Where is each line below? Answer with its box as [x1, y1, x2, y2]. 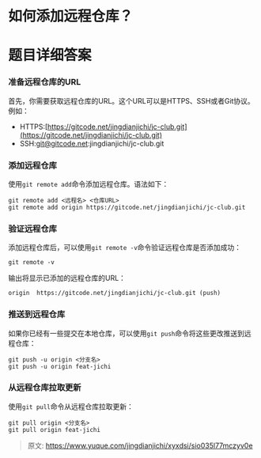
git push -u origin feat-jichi [8, 362, 112, 370]
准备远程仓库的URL [8, 77, 81, 88]
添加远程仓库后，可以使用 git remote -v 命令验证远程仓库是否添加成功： [8, 243, 242, 252]
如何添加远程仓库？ [8, 7, 134, 25]
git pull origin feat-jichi [8, 426, 101, 433]
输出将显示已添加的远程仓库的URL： [8, 274, 127, 283]
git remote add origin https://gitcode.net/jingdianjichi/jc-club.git [8, 203, 246, 211]
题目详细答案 [8, 47, 93, 64]
